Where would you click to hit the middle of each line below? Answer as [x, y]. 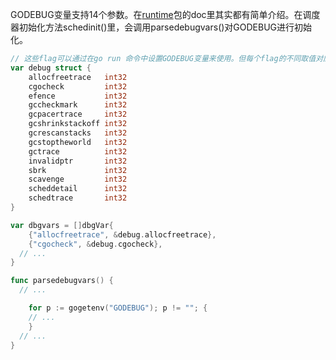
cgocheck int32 [78, 86]
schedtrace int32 [78, 198]
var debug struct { [51, 68]
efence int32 [78, 96]
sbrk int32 [78, 170]
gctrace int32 [78, 151]
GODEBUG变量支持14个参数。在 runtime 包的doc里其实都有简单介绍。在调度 [165, 14]
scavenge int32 [78, 179]
